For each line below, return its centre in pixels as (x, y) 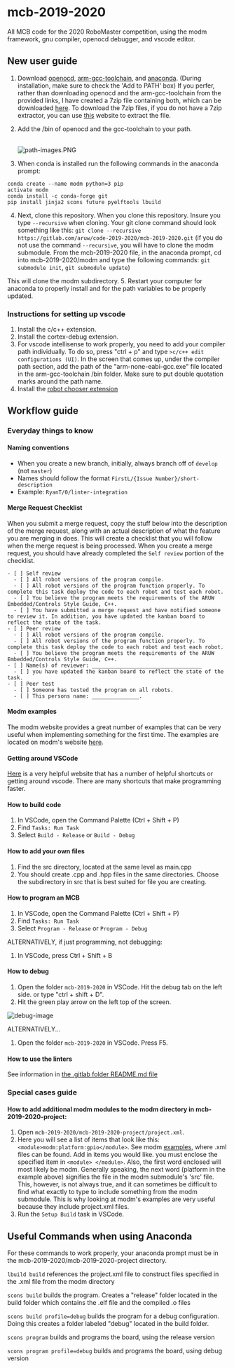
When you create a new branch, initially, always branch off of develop (118, 463)
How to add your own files (46, 851)
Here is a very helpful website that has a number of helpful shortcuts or (110, 774)
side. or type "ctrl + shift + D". (61, 994)
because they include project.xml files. (73, 1207)
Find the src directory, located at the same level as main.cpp (104, 867)
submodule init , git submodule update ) (74, 267)
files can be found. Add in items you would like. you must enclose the (117, 1155)
